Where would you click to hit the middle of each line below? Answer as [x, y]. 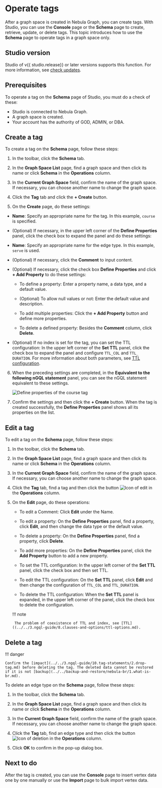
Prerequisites [26, 85]
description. [31, 304]
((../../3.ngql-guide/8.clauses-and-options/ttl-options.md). [76, 627]
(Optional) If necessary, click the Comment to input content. [72, 260]
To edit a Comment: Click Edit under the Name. [67, 512]
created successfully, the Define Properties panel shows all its [75, 407]
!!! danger [15, 654]
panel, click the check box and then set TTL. [64, 570]
